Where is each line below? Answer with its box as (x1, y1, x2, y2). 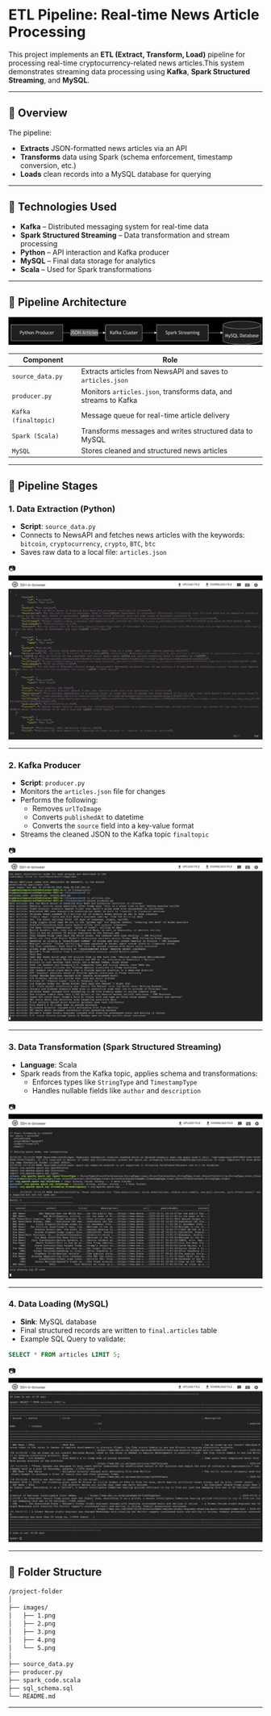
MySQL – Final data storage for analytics (19, 256, 156, 266)
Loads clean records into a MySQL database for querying (19, 169, 211, 178)
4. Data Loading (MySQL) (8, 1299, 109, 1310)
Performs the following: (19, 795, 98, 805)
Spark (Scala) (11, 432, 60, 440)
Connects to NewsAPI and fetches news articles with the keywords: (19, 531, 245, 540)
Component (23, 355, 64, 365)
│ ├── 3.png (8, 1628, 56, 1636)
